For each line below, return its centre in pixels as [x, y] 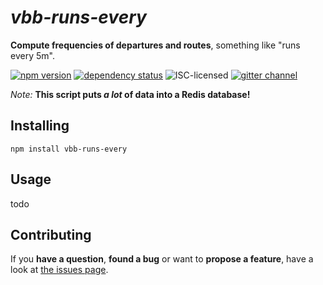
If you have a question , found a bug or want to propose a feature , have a [162, 259]
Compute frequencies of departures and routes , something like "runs [155, 45]
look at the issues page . [59, 270]
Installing [40, 126]
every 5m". [32, 55]
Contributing [51, 234]
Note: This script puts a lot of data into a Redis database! [130, 94]
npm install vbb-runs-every [69, 149]
